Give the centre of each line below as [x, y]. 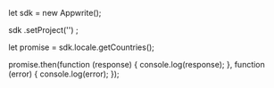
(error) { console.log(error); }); [64, 74]
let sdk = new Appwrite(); [55, 13]
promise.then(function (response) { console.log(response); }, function [137, 64]
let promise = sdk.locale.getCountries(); [82, 47]
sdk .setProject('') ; [44, 30]
